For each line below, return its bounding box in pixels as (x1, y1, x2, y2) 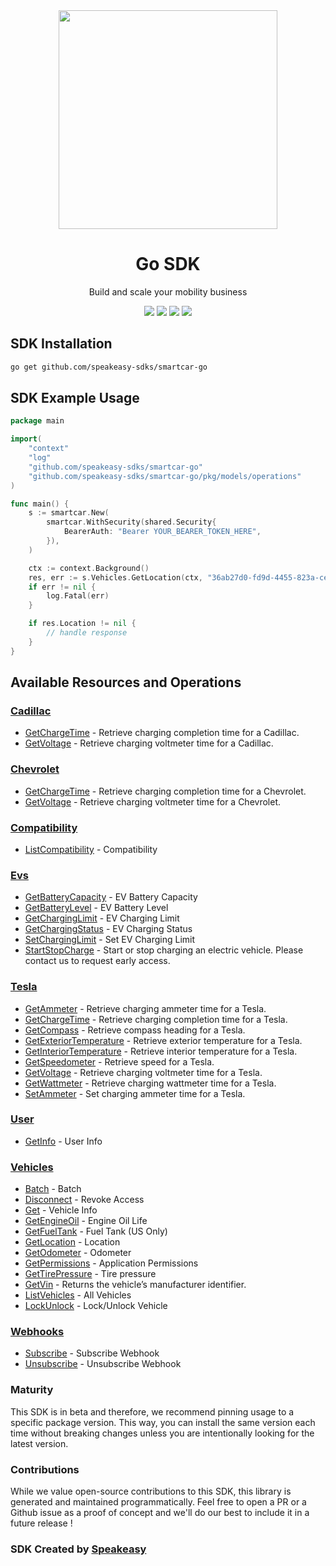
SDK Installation (10, 335, 113, 353)
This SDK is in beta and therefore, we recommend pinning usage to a (10, 1405, 295, 1418)
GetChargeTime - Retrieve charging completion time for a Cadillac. (24, 727, 300, 739)
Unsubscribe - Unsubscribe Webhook (24, 1358, 182, 1370)
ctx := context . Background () (28, 563, 150, 573)
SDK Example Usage (10, 390, 140, 407)
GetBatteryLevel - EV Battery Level (24, 902, 169, 914)
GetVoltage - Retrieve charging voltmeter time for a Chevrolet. (24, 795, 282, 808)
